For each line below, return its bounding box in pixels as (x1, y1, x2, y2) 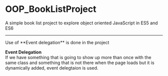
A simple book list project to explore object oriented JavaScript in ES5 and (5, 20, 158, 26)
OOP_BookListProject (5, 3, 96, 15)
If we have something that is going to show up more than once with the (5, 54, 151, 60)
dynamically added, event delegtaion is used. (5, 65, 98, 71)
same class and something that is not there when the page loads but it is (5, 60, 154, 66)
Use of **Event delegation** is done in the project (5, 39, 109, 45)
